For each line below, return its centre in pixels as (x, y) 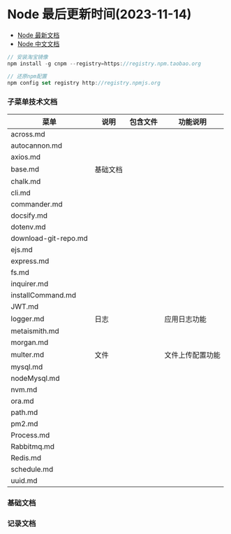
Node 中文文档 (38, 43)
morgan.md (30, 342)
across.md (28, 134)
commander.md (37, 204)
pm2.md (24, 423)
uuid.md (24, 480)
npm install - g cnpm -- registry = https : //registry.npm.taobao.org (104, 64)
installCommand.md (44, 295)
